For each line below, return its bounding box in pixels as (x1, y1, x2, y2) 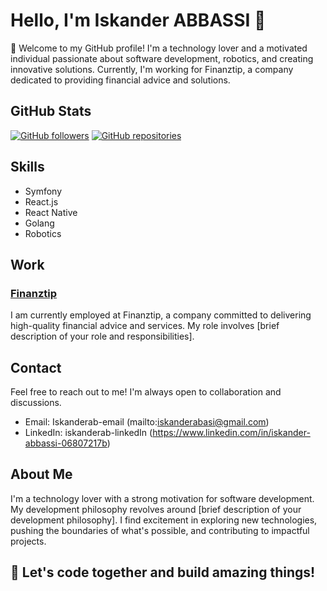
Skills (10, 159, 45, 176)
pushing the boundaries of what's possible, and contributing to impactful (10, 524, 310, 536)
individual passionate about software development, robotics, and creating (10, 52, 314, 64)
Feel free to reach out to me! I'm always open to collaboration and (10, 386, 282, 398)
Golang (24, 217, 55, 229)
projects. (10, 535, 47, 547)
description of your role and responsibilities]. (10, 330, 195, 343)
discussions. (10, 397, 62, 409)
